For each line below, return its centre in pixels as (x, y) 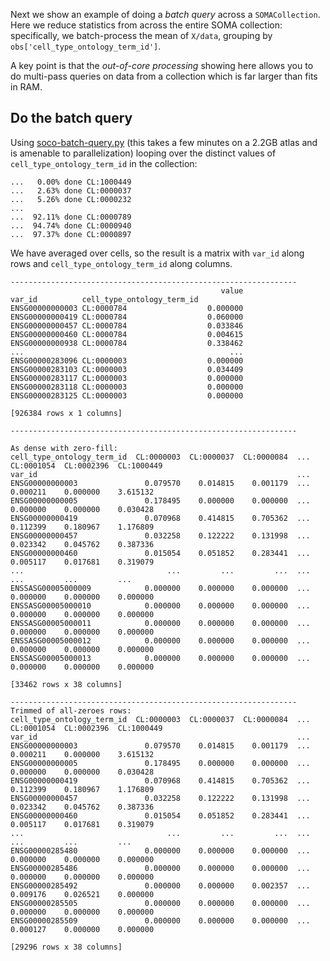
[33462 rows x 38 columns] (66, 684)
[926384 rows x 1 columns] (66, 413)
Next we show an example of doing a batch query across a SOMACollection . (165, 14)
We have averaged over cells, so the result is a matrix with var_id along (157, 253)
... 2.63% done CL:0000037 (71, 190)
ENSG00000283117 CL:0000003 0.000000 (127, 378)
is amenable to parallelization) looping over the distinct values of (143, 153)
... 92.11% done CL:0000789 (71, 217)
